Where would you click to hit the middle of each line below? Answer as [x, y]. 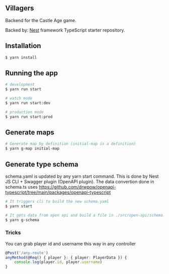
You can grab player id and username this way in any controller [71, 243]
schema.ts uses [21, 187]
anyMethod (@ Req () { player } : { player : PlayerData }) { [66, 257]
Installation [23, 46]
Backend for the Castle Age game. [41, 20]
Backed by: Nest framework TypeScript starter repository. [65, 30]
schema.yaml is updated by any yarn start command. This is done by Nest [82, 176]
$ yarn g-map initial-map [32, 149]
